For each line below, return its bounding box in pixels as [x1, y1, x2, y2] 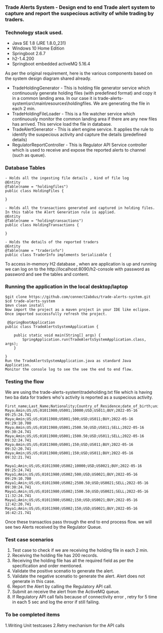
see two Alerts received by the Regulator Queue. [5, 524, 102, 530]
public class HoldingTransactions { [5, 222, 79, 228]
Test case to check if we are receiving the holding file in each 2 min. [12, 547, 148, 553]
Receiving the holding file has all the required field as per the [12, 557, 134, 564]
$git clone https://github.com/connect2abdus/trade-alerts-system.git [5, 294, 151, 299]
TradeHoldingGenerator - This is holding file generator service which [12, 85, 150, 91]
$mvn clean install [5, 303, 45, 308]
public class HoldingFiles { [5, 188, 64, 193]
